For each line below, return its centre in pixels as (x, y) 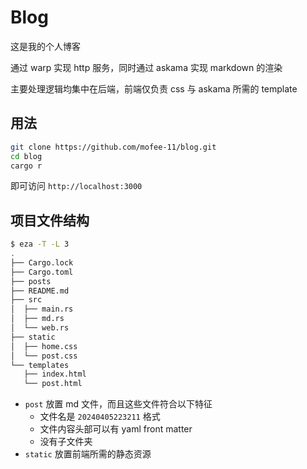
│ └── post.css (44, 356)
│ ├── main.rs (42, 309)
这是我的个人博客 (45, 46)
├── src (26, 300)
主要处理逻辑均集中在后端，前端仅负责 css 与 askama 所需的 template (154, 88)
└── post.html (53, 384)
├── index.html (55, 374)
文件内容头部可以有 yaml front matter (116, 429)
